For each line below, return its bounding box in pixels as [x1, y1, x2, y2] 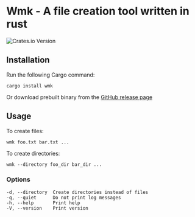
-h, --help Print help [6, 199, 80, 206]
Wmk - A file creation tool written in [6, 4, 190, 18]
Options [6, 175, 30, 184]
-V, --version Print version [6, 205, 88, 211]
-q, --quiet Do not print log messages [6, 195, 121, 201]
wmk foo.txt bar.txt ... [6, 139, 69, 145]
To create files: [6, 127, 44, 134]
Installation [6, 55, 50, 65]
